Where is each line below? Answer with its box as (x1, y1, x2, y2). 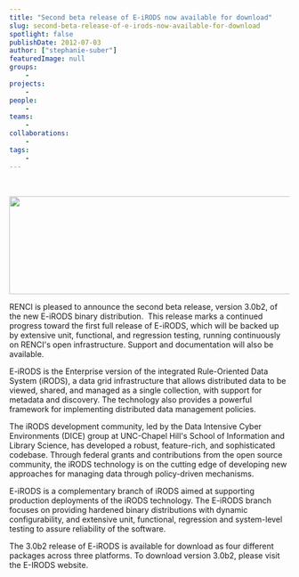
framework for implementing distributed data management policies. (9, 403, 256, 414)
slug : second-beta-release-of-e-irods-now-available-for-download (9, 21, 261, 30)
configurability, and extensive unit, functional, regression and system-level (9, 514, 283, 524)
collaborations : (9, 129, 69, 138)
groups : (9, 63, 38, 72)
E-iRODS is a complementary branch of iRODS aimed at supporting (9, 485, 255, 496)
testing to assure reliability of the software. (9, 523, 166, 534)
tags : (9, 145, 29, 154)
